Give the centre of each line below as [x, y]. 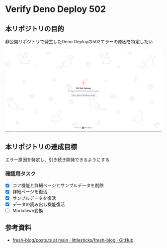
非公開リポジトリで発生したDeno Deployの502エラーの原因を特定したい [79, 41]
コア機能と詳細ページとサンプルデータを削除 [58, 185]
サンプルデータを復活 [34, 198]
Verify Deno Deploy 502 [55, 9]
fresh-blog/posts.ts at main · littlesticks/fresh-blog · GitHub [73, 240]
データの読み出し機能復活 [39, 204]
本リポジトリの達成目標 [41, 147]
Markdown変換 [28, 210]
